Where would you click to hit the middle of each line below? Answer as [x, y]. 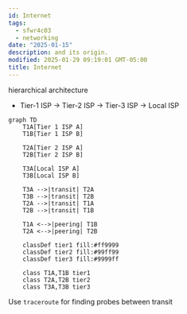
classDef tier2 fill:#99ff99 [71, 252]
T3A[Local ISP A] [51, 169]
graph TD [23, 120]
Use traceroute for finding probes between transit [91, 301]
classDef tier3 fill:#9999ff [71, 259]
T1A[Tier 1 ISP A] [53, 127]
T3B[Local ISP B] [51, 176]
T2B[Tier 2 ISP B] [53, 155]
